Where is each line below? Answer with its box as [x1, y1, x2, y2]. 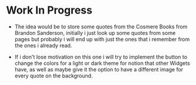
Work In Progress [6, 4, 92, 17]
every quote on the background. [14, 72, 93, 79]
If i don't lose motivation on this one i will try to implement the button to [14, 53, 187, 60]
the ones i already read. [14, 42, 72, 49]
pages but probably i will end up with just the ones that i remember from [14, 35, 190, 42]
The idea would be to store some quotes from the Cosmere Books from [14, 23, 188, 30]
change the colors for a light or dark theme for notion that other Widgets [14, 60, 190, 67]
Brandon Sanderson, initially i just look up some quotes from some [14, 29, 176, 36]
